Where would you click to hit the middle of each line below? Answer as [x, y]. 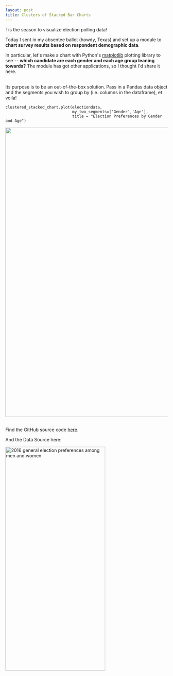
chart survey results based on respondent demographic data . [73, 45]
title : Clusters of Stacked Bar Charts [48, 15]
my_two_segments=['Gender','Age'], [110, 112]
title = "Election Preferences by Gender [117, 116]
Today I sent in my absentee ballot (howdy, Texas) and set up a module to [83, 40]
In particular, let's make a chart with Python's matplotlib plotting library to [83, 55]
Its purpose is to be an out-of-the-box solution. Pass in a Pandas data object [86, 87]
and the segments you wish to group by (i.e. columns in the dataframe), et [84, 92]
